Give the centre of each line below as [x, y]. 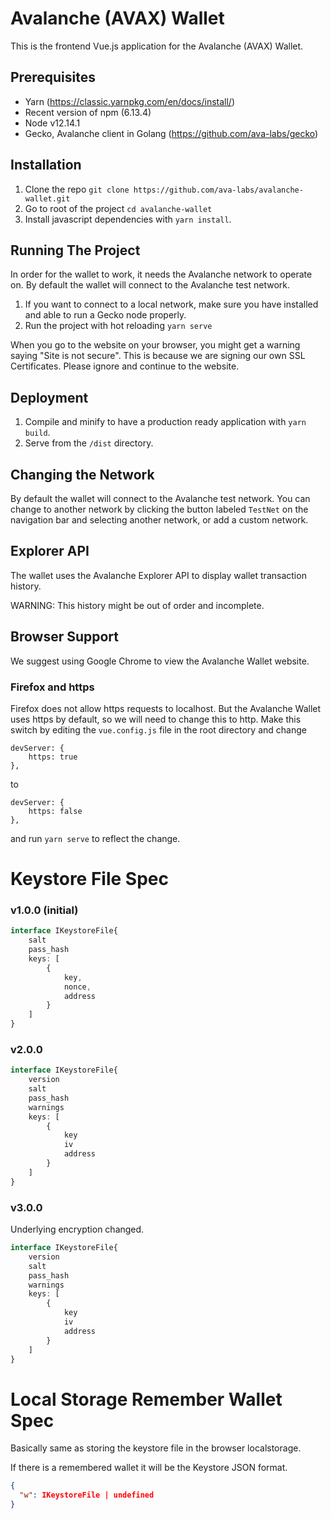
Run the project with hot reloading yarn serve [118, 326]
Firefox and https [52, 687]
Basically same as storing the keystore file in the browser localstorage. [156, 1448]
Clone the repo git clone [77, 189]
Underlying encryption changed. [77, 1229]
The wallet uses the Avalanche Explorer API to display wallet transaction [158, 575]
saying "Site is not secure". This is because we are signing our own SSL [158, 356]
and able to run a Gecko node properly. [105, 315]
